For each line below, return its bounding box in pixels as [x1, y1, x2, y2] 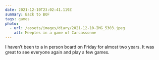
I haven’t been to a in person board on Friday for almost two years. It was [5, 44, 155, 50]
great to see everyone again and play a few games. [5, 49, 110, 55]
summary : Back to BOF [5, 12, 50, 17]
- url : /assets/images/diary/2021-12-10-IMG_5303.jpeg [9, 26, 125, 31]
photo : [5, 21, 19, 26]
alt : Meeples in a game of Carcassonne [14, 30, 97, 35]
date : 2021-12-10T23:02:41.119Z [5, 7, 72, 12]
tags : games [5, 16, 30, 21]
